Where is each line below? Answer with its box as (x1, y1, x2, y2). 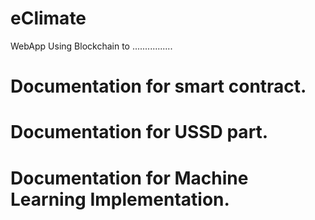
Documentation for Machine (10, 167, 249, 189)
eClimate (10, 7, 87, 30)
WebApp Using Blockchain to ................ (10, 40, 173, 52)
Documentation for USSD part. (10, 121, 269, 144)
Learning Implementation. (10, 188, 230, 211)
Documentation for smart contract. (10, 75, 307, 98)
